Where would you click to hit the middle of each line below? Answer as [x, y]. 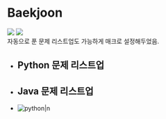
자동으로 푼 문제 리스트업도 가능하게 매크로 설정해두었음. [83, 41]
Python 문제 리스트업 [61, 65]
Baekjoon [35, 13]
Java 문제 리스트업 [55, 91]
